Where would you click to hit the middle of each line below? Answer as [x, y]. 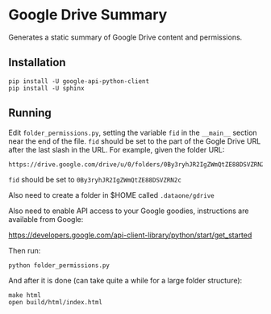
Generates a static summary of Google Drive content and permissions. [125, 37]
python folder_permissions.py [59, 265]
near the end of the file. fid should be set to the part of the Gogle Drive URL [135, 141]
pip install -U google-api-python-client [79, 81]
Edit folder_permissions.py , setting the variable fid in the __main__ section [133, 132]
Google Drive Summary [88, 15]
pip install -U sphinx [46, 88]
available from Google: [46, 219]
